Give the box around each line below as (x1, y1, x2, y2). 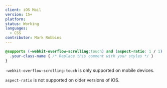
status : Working (5, 21, 39, 26)
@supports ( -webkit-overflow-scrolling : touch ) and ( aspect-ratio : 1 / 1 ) (5, 48, 163, 54)
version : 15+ (5, 12, 33, 17)
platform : (5, 16, 26, 21)
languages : (5, 26, 28, 31)
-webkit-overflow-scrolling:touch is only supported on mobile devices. (5, 67, 154, 73)
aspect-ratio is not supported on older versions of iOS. (5, 77, 120, 83)
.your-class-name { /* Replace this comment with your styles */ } (10, 53, 154, 58)
